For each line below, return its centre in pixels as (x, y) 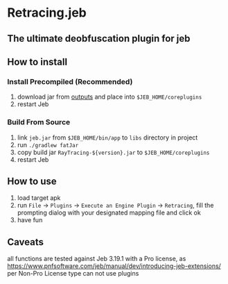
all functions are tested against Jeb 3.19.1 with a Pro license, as (97, 259)
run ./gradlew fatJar (48, 144)
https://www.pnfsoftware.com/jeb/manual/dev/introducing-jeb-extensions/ (114, 266)
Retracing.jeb (47, 13)
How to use (32, 181)
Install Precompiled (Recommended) (70, 81)
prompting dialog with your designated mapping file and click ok (109, 212)
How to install (37, 61)
